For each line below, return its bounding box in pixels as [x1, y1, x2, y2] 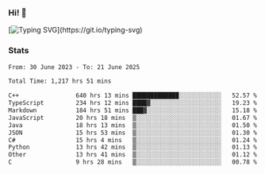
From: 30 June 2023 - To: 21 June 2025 [8, 63, 140, 71]
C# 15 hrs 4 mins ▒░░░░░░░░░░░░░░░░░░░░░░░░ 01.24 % [8, 136, 258, 144]
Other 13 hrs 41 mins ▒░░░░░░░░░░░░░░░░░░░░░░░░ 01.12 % [8, 151, 258, 159]
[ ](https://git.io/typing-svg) [8, 25, 143, 35]
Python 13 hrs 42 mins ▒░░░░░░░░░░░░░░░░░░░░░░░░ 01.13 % [8, 143, 258, 152]
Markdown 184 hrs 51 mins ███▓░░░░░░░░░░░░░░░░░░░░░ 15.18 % [8, 106, 258, 114]
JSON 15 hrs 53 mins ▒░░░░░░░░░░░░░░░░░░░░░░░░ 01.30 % [8, 129, 258, 137]
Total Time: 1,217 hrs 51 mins [8, 77, 112, 86]
